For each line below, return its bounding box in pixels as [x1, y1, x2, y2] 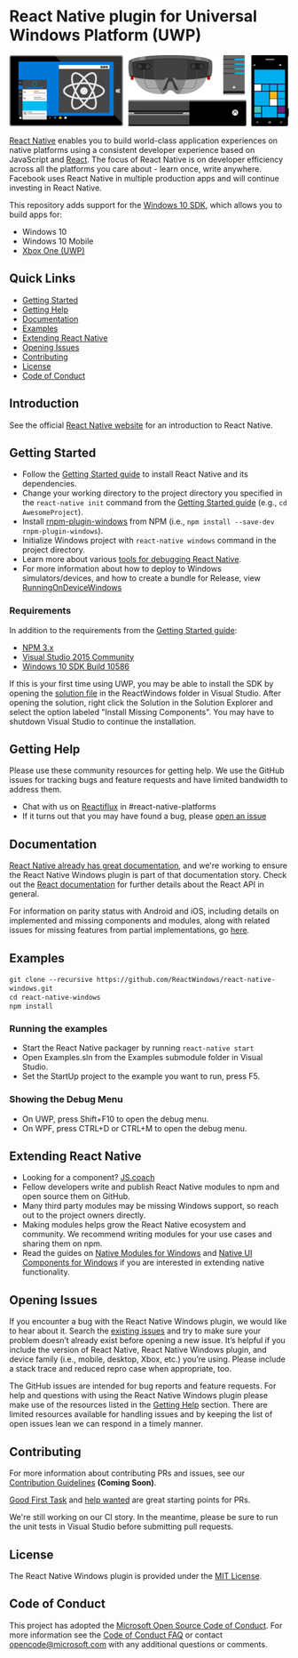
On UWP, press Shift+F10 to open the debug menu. [21, 1114, 209, 1124]
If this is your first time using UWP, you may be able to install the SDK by [9, 678, 274, 688]
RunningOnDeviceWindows [21, 583, 122, 593]
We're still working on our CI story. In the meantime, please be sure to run [9, 1512, 278, 1523]
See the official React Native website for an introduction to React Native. [9, 420, 273, 431]
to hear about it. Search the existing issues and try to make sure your [9, 1325, 262, 1336]
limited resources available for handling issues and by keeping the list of [9, 1409, 273, 1420]
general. [9, 889, 40, 899]
